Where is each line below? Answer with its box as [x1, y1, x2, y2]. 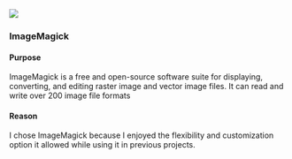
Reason [9, 110, 38, 121]
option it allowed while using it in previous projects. [9, 140, 196, 150]
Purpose [9, 52, 42, 63]
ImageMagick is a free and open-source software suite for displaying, [9, 72, 264, 82]
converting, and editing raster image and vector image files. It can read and [9, 81, 284, 92]
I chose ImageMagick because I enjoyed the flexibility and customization [9, 130, 274, 140]
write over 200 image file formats [9, 90, 131, 101]
